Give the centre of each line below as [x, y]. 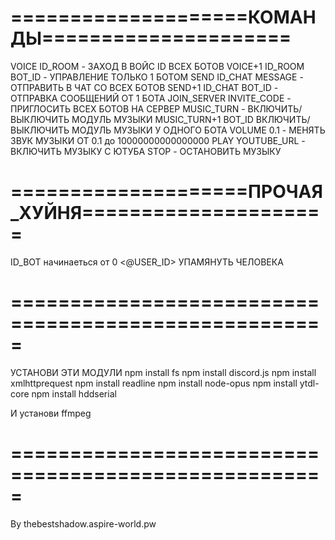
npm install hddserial [74, 393]
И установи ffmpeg [51, 413]
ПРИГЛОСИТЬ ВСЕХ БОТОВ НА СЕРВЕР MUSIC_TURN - [128, 108]
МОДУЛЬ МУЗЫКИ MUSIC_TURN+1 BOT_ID [162, 119]
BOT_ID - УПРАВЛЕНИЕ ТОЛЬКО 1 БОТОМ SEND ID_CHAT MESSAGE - [157, 77]
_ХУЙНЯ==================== [165, 213]
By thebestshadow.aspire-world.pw [83, 523]
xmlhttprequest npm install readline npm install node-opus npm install [154, 383]
